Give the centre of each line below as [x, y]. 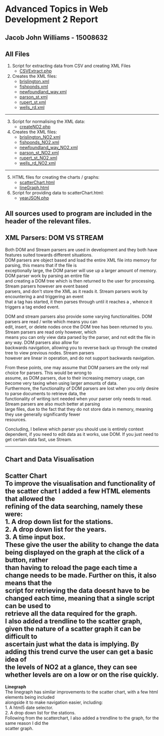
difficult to [21, 637]
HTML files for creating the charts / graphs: [56, 177]
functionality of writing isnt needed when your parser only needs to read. [79, 399]
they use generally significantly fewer [43, 414]
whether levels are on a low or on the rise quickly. [82, 675]
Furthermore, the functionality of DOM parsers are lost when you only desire [82, 388]
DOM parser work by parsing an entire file [47, 276]
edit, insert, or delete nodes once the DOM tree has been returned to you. [79, 327]
